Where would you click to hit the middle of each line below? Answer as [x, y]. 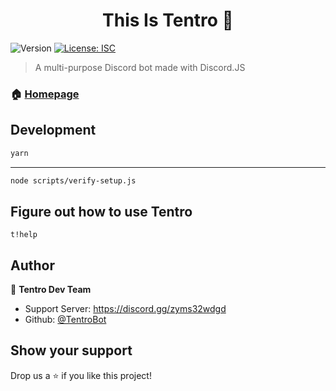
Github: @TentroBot [65, 320]
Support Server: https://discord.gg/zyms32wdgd [125, 309]
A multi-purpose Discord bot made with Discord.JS [140, 67]
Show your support [71, 350]
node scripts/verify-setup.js [73, 180]
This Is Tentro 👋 [168, 20]
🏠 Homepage [45, 94]
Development [53, 130]
